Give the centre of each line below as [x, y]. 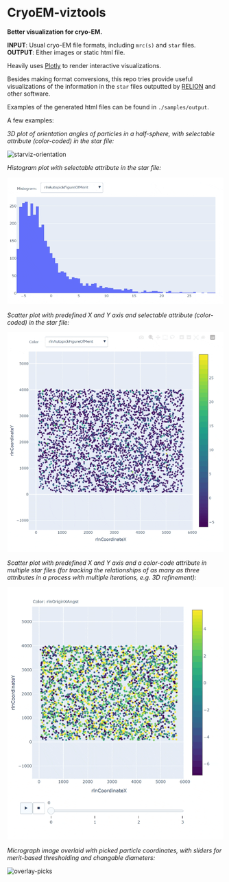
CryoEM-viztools [57, 13]
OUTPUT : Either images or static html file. [66, 52]
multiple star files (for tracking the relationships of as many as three [104, 570]
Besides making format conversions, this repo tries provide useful [100, 79]
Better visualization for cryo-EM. [55, 32]
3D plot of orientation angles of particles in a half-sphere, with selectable [111, 133]
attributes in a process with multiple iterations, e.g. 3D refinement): [102, 578]
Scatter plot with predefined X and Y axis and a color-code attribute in [107, 563]
